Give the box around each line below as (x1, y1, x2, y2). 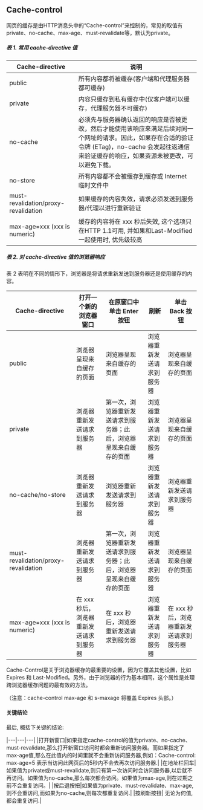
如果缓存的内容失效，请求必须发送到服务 (78, 195, 194, 203)
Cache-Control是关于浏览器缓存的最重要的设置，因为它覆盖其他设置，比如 (6, 666, 192, 673)
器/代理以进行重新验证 (78, 204, 141, 212)
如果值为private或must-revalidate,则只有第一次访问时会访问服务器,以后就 (6, 766, 187, 774)
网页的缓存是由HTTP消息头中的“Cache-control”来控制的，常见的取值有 (6, 21, 183, 29)
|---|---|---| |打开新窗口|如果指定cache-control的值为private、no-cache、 (6, 736, 191, 744)
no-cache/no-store (9, 490, 66, 499)
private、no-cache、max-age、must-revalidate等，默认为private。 (6, 29, 174, 36)
